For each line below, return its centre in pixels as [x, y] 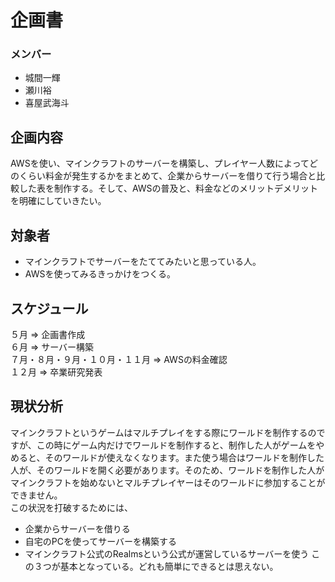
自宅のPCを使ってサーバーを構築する [101, 541]
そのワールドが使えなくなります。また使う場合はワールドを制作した [184, 457]
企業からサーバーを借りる [77, 528]
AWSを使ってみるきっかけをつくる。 [100, 274]
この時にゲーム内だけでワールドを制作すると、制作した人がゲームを [176, 445]
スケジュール [49, 308]
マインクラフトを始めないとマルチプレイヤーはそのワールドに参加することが [168, 482]
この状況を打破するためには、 [71, 507]
